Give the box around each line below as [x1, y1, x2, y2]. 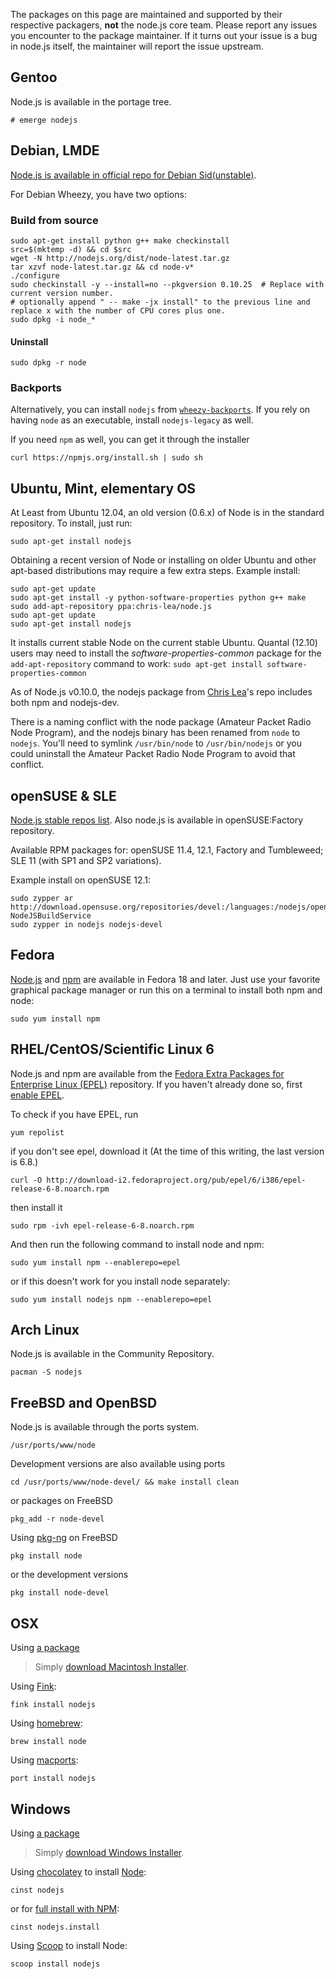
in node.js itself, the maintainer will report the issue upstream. [10, 40, 264, 52]
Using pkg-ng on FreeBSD [10, 1532, 118, 1544]
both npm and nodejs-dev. [10, 697, 120, 709]
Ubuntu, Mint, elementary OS [10, 480, 197, 497]
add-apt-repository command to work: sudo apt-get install [10, 658, 263, 670]
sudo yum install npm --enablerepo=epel [10, 1257, 182, 1268]
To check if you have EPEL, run [10, 1108, 139, 1120]
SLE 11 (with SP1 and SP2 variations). [10, 855, 162, 867]
